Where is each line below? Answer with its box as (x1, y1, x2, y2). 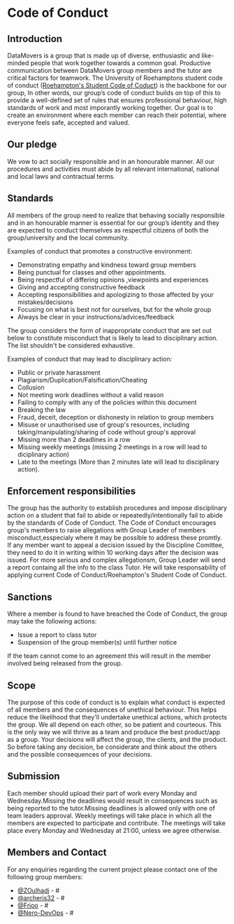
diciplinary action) (17, 450, 70, 458)
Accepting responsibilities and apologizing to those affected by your (17, 290, 214, 298)
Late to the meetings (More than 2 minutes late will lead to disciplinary (17, 457, 220, 466)
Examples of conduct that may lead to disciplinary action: (7, 354, 173, 363)
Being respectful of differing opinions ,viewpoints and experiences (17, 275, 210, 284)
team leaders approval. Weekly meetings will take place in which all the (7, 811, 212, 820)
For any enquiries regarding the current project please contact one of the (7, 865, 218, 874)
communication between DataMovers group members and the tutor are (7, 67, 212, 74)
